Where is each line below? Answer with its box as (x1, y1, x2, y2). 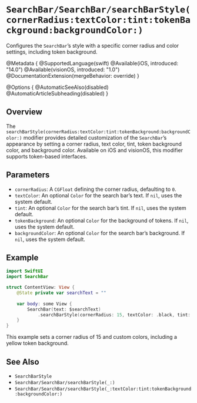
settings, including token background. (6, 48, 98, 55)
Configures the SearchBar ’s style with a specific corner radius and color (6, 42, 179, 49)
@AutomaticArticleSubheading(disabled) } (6, 90, 109, 97)
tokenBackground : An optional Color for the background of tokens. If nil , (14, 217, 189, 224)
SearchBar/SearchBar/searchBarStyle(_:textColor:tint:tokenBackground (14, 386, 192, 392)
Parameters (6, 170, 50, 180)
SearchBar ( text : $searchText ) (27, 306, 101, 312)
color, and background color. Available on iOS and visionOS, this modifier (6, 146, 183, 154)
